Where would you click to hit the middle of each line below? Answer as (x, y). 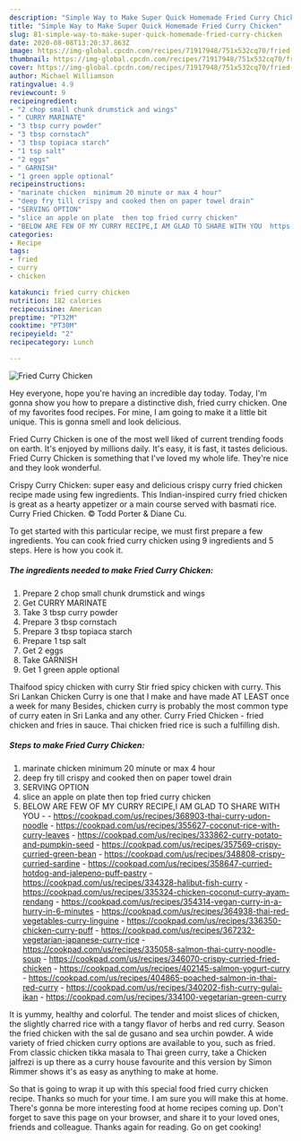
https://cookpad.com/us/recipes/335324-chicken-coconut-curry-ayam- (156, 892)
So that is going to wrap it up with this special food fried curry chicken (139, 1089)
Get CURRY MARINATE (64, 603)
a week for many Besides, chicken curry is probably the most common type (149, 706)
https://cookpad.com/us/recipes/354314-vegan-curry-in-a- (172, 901)
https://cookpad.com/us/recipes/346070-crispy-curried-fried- (164, 958)
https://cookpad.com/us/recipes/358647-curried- (181, 863)
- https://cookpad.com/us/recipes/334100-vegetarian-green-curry (163, 997)
